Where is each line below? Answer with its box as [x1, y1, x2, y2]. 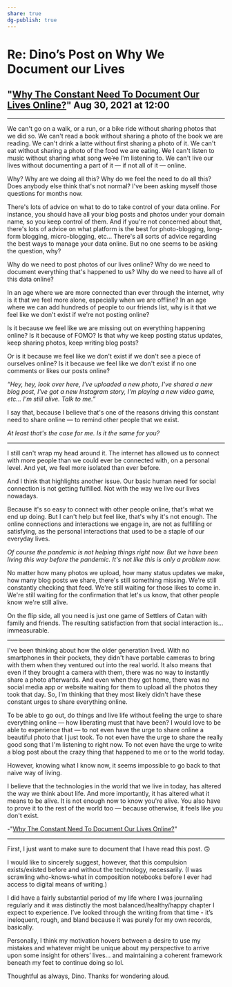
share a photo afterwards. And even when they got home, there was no [7, 676, 210, 684]
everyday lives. [7, 534, 50, 543]
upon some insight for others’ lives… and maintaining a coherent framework [7, 951, 223, 959]
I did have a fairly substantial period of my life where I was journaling [7, 894, 203, 902]
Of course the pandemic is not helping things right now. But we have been [7, 547, 219, 556]
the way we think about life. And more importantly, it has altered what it [7, 789, 210, 797]
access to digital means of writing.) [7, 880, 108, 888]
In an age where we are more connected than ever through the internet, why [7, 288, 224, 296]
